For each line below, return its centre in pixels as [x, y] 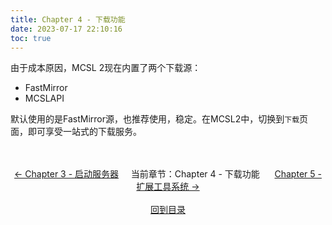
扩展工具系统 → [168, 187]
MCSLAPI [44, 98]
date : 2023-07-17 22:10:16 [66, 29]
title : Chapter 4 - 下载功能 [68, 19]
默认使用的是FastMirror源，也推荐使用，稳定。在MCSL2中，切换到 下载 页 [159, 119]
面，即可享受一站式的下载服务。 [76, 132]
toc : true [31, 38]
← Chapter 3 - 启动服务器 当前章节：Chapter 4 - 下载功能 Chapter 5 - [168, 174]
